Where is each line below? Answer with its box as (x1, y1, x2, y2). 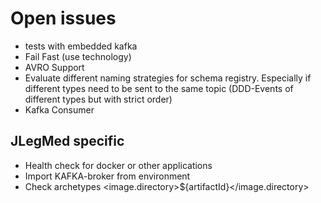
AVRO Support (24, 61, 85, 73)
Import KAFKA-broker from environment (24, 170, 191, 182)
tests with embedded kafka (24, 40, 138, 52)
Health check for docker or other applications (24, 159, 213, 171)
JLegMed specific (10, 133, 125, 150)
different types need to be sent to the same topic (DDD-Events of (24, 82, 294, 94)
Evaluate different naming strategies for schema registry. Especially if (24, 72, 312, 84)
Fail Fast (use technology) (24, 50, 132, 62)
